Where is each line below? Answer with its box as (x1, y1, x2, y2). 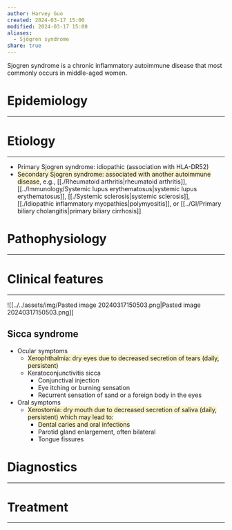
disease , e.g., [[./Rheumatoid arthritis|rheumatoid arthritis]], (17, 177, 188, 186)
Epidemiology (7, 93, 88, 109)
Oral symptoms (17, 398, 61, 406)
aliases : (7, 29, 32, 37)
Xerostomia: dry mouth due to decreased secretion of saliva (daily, (27, 405, 217, 414)
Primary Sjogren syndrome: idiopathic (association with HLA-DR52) (17, 162, 209, 170)
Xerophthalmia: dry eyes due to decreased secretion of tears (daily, (27, 354, 220, 362)
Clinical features (7, 272, 104, 287)
